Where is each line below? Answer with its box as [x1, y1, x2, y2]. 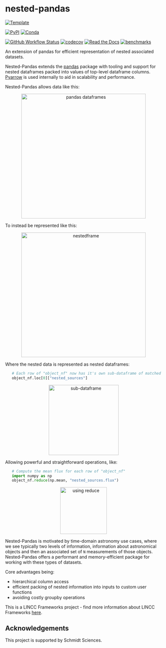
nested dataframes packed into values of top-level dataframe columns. [5, 68, 151, 75]
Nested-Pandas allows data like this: [5, 83, 80, 90]
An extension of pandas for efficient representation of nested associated [5, 48, 154, 54]
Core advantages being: [5, 569, 55, 575]
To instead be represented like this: [5, 222, 77, 228]
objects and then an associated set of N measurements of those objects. [5, 549, 153, 555]
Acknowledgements [5, 624, 69, 633]
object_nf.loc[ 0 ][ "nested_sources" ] [11, 375, 88, 381]
